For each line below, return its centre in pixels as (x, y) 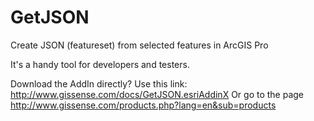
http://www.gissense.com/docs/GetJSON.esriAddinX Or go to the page (157, 94)
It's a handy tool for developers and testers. (100, 64)
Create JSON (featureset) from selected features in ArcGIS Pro (139, 45)
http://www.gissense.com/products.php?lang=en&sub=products (143, 105)
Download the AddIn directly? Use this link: (99, 83)
